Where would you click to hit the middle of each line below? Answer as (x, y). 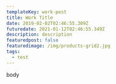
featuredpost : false (33, 40)
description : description (39, 35)
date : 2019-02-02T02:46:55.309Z (47, 23)
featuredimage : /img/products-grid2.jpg (59, 46)
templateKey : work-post (37, 12)
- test (20, 57)
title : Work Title (30, 18)
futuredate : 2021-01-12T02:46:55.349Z (56, 29)
